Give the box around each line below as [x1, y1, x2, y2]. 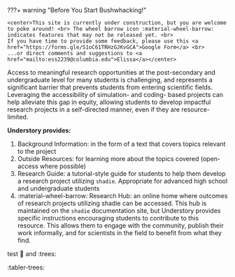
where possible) [39, 162, 86, 170]
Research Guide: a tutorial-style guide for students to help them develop [17, 170, 226, 177]
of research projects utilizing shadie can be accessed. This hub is [17, 199, 207, 207]
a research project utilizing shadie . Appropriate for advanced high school [17, 177, 228, 185]
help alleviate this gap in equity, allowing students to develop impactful [7, 98, 211, 106]
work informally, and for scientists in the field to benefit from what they [17, 229, 222, 237]
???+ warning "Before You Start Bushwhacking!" [7, 6, 147, 14]
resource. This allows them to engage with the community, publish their [17, 221, 224, 230]
